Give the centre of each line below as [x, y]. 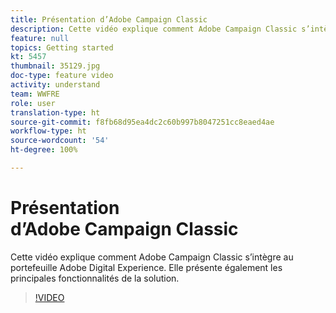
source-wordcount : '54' [60, 141]
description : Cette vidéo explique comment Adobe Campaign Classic [154, 29]
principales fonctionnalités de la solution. [95, 278]
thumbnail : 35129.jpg [55, 66]
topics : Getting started [62, 47]
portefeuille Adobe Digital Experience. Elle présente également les [146, 267]
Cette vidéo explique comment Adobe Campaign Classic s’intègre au [152, 257]
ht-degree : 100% [44, 150]
